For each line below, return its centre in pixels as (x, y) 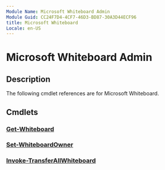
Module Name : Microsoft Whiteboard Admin (58, 12)
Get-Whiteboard (30, 129)
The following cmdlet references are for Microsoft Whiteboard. (82, 94)
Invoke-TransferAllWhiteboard (51, 161)
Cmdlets (22, 112)
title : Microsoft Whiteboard (42, 23)
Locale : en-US (24, 28)
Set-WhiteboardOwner (40, 145)
